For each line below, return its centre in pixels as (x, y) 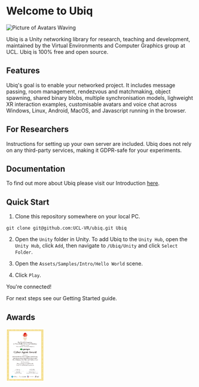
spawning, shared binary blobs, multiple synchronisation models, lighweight (99, 97)
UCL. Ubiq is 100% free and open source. (57, 51)
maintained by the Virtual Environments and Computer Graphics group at (96, 45)
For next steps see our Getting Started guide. (62, 298)
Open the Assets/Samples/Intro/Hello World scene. (79, 264)
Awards (21, 317)
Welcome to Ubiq (50, 11)
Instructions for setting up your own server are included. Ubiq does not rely (99, 144)
